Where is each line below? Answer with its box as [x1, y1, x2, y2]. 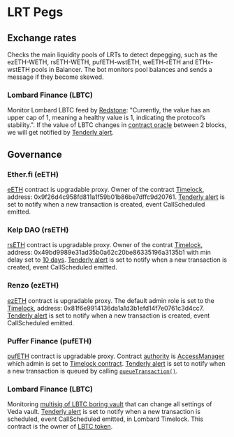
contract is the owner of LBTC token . [7, 422, 113, 431]
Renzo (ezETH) [7, 281, 59, 290]
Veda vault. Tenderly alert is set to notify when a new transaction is [7, 408, 201, 416]
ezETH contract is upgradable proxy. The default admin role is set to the [7, 296, 214, 304]
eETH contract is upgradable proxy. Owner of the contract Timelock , [7, 185, 205, 193]
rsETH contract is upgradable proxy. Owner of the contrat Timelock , [7, 241, 203, 249]
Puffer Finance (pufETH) [7, 336, 92, 346]
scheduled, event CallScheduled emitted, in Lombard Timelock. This [7, 415, 204, 423]
